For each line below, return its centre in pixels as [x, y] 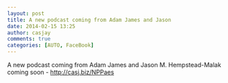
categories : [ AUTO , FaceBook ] [51, 45]
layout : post [26, 13]
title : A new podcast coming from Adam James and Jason [89, 20]
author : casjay [29, 33]
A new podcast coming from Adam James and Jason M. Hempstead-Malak [114, 65]
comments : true [29, 39]
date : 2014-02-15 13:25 [41, 26]
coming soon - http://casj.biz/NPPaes [61, 72]
